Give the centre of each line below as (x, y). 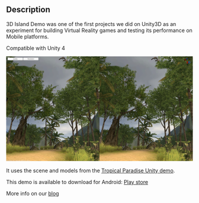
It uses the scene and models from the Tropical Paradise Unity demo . (91, 170)
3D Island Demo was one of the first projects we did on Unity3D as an (91, 24)
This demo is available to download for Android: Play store (77, 182)
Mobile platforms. (28, 36)
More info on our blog (33, 194)
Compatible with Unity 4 (36, 48)
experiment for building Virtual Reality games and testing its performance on (99, 30)
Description (28, 10)
